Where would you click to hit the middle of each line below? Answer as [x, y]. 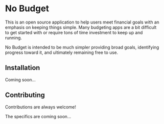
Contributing [25, 95]
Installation [23, 68]
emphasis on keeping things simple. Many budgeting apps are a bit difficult [81, 27]
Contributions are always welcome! [41, 107]
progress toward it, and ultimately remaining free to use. [62, 52]
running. [13, 38]
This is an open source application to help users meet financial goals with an [82, 22]
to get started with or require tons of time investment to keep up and [74, 32]
